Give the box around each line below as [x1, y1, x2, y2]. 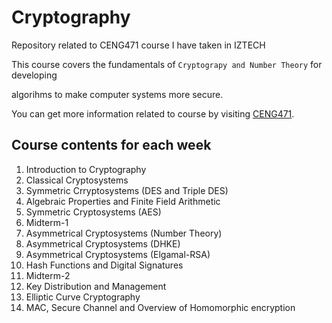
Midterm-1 [25, 216, 69, 228]
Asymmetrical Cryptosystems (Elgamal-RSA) [25, 248, 211, 260]
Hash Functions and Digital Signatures [25, 259, 184, 271]
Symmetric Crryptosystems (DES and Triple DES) [25, 184, 229, 196]
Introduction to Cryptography [25, 163, 147, 175]
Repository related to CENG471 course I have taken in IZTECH [11, 39, 266, 51]
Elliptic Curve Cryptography [25, 291, 141, 303]
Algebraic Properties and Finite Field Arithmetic [25, 195, 221, 207]
